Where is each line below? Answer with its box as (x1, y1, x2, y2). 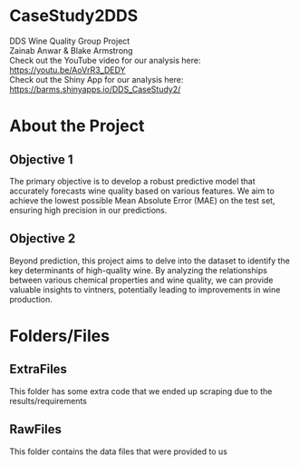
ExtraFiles (9, 362, 68, 377)
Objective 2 (9, 231, 76, 246)
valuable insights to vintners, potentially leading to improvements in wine (9, 283, 281, 295)
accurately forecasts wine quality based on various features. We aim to (9, 185, 275, 196)
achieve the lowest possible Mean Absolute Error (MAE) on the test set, (9, 194, 275, 205)
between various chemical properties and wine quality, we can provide (9, 274, 274, 285)
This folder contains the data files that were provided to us (9, 446, 228, 457)
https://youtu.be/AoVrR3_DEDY (9, 64, 126, 75)
